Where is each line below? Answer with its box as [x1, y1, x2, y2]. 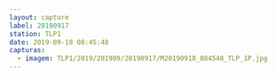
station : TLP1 [9, 29, 62, 38]
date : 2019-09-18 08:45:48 [9, 37, 109, 47]
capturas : [9, 46, 46, 55]
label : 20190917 [9, 21, 69, 30]
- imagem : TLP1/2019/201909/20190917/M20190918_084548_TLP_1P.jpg [17, 54, 268, 63]
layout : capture [9, 12, 69, 22]
